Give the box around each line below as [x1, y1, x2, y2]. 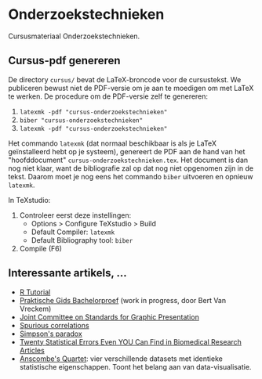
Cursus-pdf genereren [8, 54, 121, 67]
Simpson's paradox [19, 329, 82, 338]
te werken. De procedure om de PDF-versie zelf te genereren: [8, 92, 209, 101]
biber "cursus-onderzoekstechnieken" [19, 116, 144, 125]
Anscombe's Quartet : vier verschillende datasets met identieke [19, 354, 224, 363]
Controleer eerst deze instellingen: [19, 210, 132, 220]
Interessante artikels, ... [8, 266, 127, 280]
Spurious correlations [19, 320, 89, 330]
